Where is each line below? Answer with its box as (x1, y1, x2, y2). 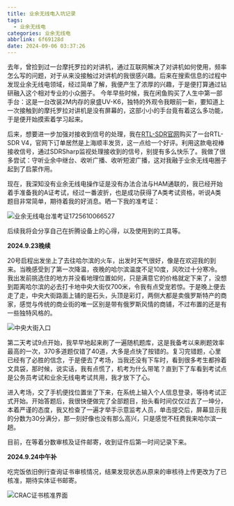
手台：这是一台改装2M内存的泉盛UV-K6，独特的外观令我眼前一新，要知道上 (7, 98, 225, 105)
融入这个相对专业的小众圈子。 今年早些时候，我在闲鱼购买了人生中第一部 (13, 89, 223, 97)
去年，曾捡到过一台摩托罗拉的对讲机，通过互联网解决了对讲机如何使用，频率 (7, 63, 227, 70)
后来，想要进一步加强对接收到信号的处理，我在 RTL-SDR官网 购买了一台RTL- (7, 130, 224, 138)
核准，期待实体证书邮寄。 (7, 476, 81, 484)
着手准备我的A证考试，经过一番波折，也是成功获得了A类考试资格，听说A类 (7, 188, 221, 196)
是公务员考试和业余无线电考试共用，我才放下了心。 (7, 373, 154, 381)
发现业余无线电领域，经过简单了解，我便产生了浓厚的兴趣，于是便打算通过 (7, 80, 221, 88)
